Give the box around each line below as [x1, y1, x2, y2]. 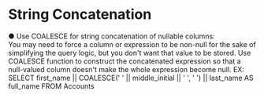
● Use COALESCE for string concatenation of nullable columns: [8, 31, 215, 41]
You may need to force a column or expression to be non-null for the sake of [8, 39, 256, 49]
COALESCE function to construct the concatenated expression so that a [8, 56, 242, 66]
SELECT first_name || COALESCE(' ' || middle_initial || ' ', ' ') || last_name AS [8, 73, 254, 82]
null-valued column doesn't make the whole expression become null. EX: [8, 64, 244, 74]
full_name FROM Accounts [8, 81, 95, 91]
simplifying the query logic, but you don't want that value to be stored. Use [8, 48, 251, 57]
